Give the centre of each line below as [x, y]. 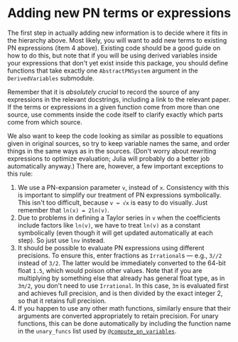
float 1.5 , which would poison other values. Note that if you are [110, 270]
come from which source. [45, 122]
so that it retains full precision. [62, 301]
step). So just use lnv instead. [61, 240]
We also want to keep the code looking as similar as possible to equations [115, 136]
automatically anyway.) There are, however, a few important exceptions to [115, 166]
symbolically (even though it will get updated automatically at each [115, 233]
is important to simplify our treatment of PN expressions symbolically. [119, 195]
